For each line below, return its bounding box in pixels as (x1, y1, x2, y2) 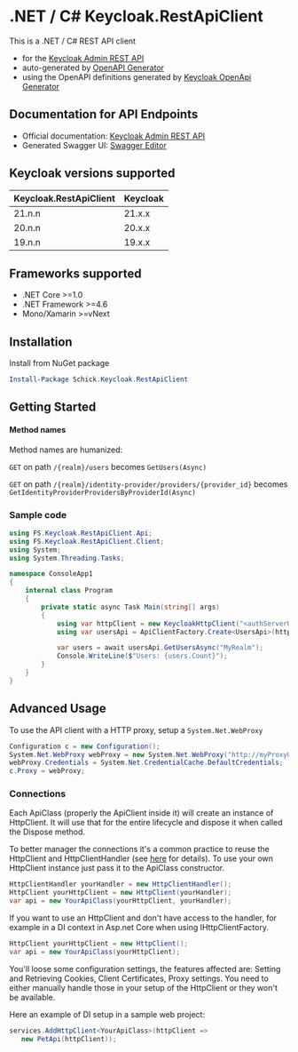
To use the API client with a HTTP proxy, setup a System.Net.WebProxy (9, 724, 263, 735)
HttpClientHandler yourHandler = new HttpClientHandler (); (9, 880, 232, 889)
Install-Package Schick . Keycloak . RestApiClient (9, 375, 189, 384)
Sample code (9, 508, 67, 521)
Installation (9, 334, 73, 349)
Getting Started (9, 400, 97, 415)
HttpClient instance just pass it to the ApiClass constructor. (9, 863, 225, 873)
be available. (9, 992, 56, 1002)
